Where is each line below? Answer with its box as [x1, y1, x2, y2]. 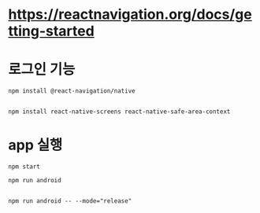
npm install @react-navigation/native [8, 87, 136, 95]
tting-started [8, 22, 95, 40]
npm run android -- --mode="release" [8, 197, 132, 205]
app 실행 [8, 136, 63, 154]
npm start [8, 163, 41, 171]
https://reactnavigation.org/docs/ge [8, 6, 252, 24]
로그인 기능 [8, 61, 76, 79]
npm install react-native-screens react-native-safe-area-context [8, 108, 231, 116]
